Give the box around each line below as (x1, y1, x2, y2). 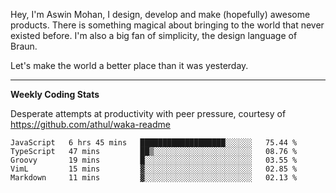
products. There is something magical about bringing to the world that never (10, 19, 325, 31)
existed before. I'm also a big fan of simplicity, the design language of (10, 30, 298, 41)
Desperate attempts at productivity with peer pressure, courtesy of (10, 108, 287, 119)
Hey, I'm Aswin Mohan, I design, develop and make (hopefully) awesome (10, 9, 311, 20)
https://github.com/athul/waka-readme (10, 119, 171, 130)
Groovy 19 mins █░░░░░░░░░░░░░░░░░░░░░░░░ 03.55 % (10, 155, 298, 165)
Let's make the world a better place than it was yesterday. (10, 60, 249, 71)
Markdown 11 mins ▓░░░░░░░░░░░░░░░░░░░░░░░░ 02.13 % (10, 173, 298, 183)
